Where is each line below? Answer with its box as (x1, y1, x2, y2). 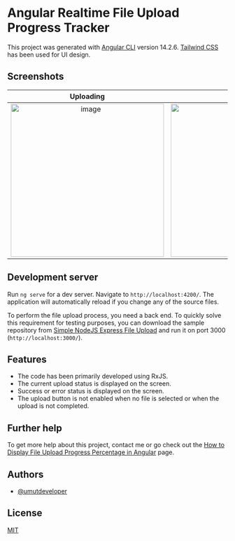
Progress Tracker (7, 20, 110, 36)
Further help (7, 422, 63, 434)
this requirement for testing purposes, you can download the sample (7, 318, 205, 327)
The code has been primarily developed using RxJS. (17, 372, 169, 381)
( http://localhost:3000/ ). (7, 333, 83, 342)
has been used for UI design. (7, 50, 91, 59)
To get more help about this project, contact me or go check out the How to (7, 441, 225, 449)
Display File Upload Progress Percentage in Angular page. (7, 448, 175, 456)
